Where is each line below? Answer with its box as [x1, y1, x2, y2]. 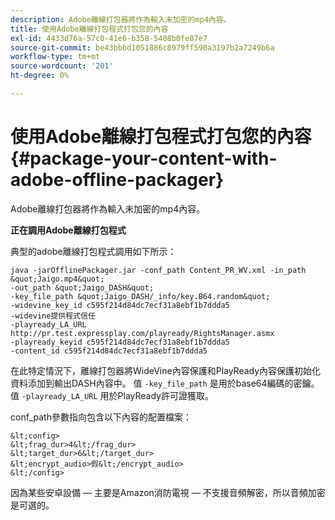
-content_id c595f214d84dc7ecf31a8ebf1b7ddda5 [10, 346, 208, 356]
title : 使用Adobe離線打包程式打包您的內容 [10, 24, 169, 34]
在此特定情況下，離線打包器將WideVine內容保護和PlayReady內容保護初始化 [10, 364, 322, 376]
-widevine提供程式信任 [10, 311, 96, 321]
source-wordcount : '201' [10, 61, 114, 71]
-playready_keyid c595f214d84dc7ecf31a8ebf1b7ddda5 [10, 337, 230, 347]
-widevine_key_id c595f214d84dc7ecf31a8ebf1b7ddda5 [10, 300, 230, 310]
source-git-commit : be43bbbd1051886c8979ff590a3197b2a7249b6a [10, 42, 275, 53]
